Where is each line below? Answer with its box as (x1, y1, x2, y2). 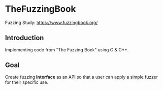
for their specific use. (5, 79, 48, 85)
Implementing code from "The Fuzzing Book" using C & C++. (5, 46, 129, 52)
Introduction (5, 34, 44, 42)
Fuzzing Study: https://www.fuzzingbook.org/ (5, 20, 98, 25)
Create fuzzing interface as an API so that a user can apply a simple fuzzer (5, 74, 158, 80)
